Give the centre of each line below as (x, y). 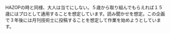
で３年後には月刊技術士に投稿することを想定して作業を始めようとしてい (81, 20)
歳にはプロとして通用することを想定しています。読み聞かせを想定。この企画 (85, 14)
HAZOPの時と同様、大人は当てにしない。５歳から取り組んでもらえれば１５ (84, 7)
